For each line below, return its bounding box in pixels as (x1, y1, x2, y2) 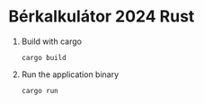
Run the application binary (21, 69, 120, 80)
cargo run (21, 86, 59, 95)
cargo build (21, 53, 67, 62)
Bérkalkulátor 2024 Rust (8, 6, 195, 27)
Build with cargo (21, 36, 83, 47)
